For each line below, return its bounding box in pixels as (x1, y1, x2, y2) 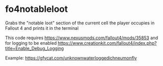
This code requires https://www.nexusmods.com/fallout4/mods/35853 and (5, 35, 159, 41)
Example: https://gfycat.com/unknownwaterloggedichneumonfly (5, 55, 137, 61)
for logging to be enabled (5, 40, 57, 46)
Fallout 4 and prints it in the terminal (5, 25, 79, 31)
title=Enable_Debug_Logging (5, 45, 64, 51)
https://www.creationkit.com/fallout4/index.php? (57, 40, 157, 46)
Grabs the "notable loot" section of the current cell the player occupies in (5, 20, 155, 26)
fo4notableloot (5, 3, 68, 15)
